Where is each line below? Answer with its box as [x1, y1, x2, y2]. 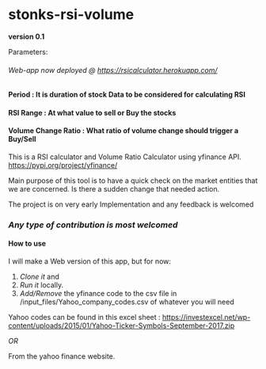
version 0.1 [8, 32, 45, 41]
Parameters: [8, 47, 48, 56]
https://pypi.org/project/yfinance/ [8, 160, 118, 169]
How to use [8, 239, 46, 249]
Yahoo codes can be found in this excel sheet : [8, 313, 161, 322]
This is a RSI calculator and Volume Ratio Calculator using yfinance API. [8, 152, 241, 162]
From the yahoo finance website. [8, 352, 116, 361]
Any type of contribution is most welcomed [8, 219, 178, 230]
